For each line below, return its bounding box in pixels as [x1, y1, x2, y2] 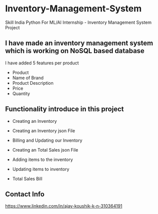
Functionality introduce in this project [5, 105, 124, 113]
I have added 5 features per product [5, 60, 79, 66]
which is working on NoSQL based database [5, 47, 145, 55]
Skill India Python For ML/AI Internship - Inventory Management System [5, 19, 152, 25]
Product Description [12, 80, 54, 86]
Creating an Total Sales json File [12, 147, 79, 153]
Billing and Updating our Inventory [12, 137, 83, 143]
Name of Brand [12, 75, 44, 81]
